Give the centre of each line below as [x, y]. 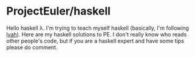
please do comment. [32, 47]
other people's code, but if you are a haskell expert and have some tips [95, 41]
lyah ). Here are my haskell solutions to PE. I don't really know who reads [97, 34]
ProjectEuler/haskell [59, 11]
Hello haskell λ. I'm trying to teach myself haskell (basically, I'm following [98, 28]
